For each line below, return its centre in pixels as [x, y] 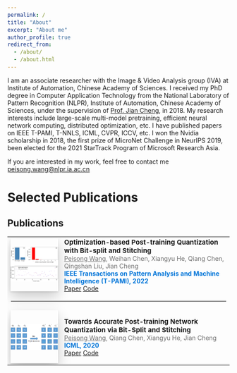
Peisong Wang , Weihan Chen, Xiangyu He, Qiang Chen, [144, 258]
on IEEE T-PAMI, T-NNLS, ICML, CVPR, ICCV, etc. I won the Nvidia [103, 133]
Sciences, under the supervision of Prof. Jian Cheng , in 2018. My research [115, 110]
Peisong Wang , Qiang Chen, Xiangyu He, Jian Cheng [140, 338]
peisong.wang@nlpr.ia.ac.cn [49, 169]
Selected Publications [73, 198]
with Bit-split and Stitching [108, 250]
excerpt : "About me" [38, 30]
